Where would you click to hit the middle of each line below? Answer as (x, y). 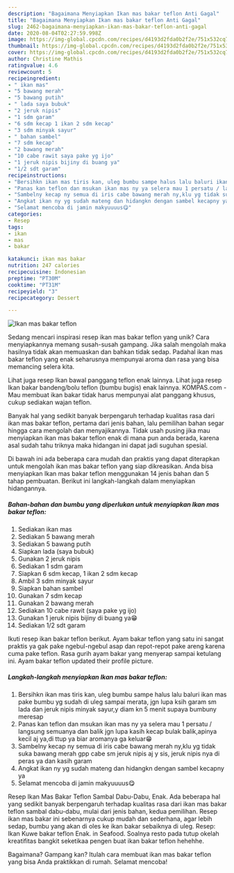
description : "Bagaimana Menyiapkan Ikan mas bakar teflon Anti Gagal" (114, 14)
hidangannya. (27, 488)
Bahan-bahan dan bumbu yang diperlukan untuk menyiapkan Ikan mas (114, 504)
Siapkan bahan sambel (50, 588)
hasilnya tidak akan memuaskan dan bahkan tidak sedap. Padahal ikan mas (115, 352)
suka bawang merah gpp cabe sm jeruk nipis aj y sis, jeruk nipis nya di (119, 754)
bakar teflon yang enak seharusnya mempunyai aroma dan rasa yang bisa (114, 360)
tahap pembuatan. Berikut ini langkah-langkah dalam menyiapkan (102, 481)
